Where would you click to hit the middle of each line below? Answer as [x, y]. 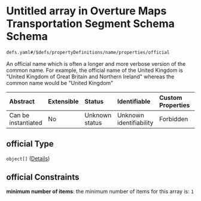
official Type [30, 144]
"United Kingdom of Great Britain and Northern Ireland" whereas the [90, 77]
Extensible [63, 101]
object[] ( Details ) [28, 158]
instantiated [26, 123]
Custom [171, 98]
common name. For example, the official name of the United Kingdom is [95, 70]
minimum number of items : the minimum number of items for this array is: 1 [100, 191]
